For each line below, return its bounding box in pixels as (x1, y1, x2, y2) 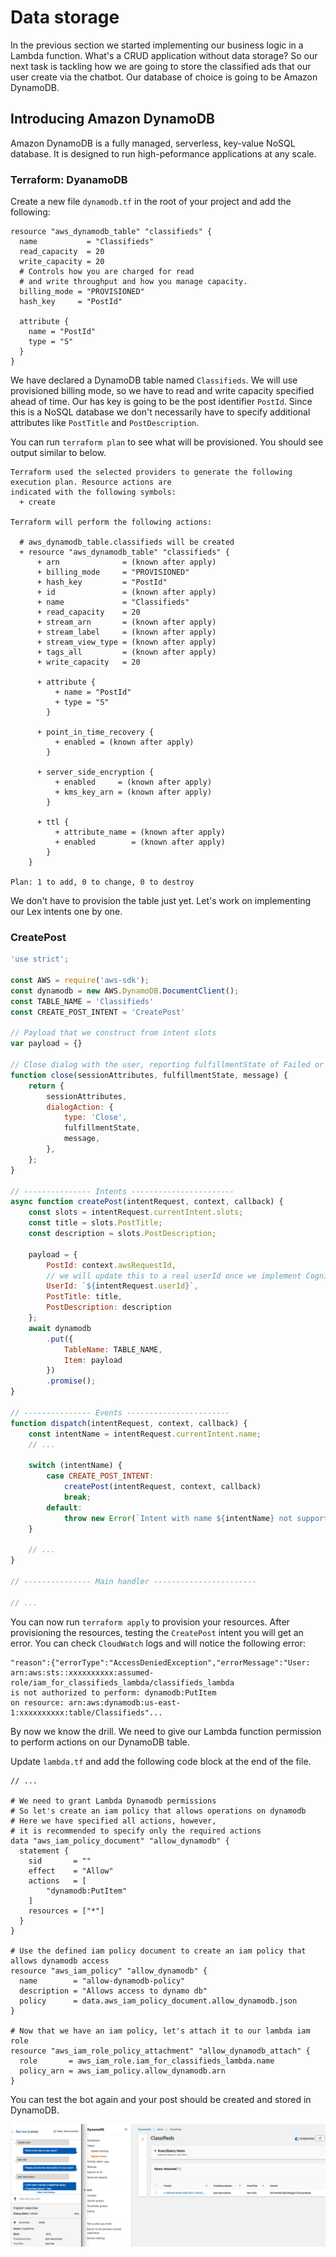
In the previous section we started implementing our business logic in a (10, 39, 304, 51)
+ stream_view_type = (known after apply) (36, 637, 217, 648)
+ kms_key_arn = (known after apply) (54, 787, 213, 798)
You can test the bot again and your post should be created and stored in (10, 2093, 312, 2105)
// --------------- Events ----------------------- (10, 1407, 230, 1418)
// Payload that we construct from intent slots (10, 1028, 217, 1038)
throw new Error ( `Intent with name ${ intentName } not (63, 1513, 293, 1523)
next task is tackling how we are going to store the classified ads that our (10, 60, 312, 72)
